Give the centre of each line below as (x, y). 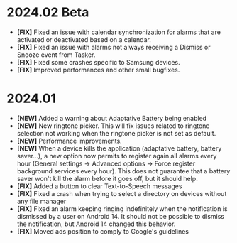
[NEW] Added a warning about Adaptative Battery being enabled (112, 118)
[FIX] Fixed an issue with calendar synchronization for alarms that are (119, 32)
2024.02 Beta (48, 12)
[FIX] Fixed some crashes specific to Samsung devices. (98, 62)
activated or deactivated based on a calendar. (84, 39)
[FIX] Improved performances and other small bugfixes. (98, 70)
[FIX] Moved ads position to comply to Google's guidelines (103, 231)
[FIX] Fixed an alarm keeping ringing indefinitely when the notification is (122, 209)
